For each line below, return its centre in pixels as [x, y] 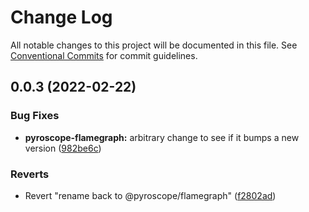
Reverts [30, 174]
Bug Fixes [35, 116]
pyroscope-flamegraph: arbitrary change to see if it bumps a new [162, 137]
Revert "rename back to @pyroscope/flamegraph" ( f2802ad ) [150, 195]
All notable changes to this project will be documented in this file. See [154, 45]
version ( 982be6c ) [63, 148]
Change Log [61, 17]
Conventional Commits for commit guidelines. [104, 55]
